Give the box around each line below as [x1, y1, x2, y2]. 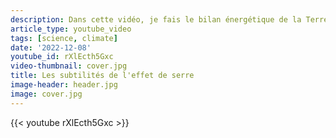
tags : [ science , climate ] [10, 33, 118, 43]
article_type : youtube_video [10, 24, 132, 34]
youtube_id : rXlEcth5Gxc [10, 52, 114, 62]
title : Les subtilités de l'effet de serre [10, 71, 195, 81]
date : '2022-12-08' [10, 42, 92, 53]
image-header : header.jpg [10, 80, 118, 90]
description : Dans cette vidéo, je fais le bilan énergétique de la [10, 14, 302, 25]
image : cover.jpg [10, 89, 83, 99]
